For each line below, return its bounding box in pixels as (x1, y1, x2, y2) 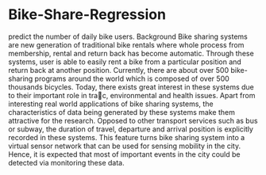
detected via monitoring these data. (8, 158, 125, 167)
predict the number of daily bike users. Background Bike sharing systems (8, 32, 248, 41)
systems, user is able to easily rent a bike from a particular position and (8, 57, 242, 67)
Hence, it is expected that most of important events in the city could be (8, 149, 241, 159)
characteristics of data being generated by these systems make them (8, 107, 236, 116)
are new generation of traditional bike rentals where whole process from (8, 40, 245, 49)
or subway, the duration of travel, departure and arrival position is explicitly (8, 124, 254, 134)
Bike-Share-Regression (8, 6, 167, 24)
